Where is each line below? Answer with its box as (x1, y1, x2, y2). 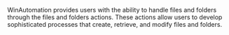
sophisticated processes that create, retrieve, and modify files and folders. (7, 21, 223, 28)
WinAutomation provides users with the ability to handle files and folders (7, 6, 217, 14)
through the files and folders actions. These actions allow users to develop (7, 13, 223, 21)
